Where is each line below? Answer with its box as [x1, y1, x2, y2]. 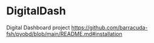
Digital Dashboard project [6, 24, 70, 31]
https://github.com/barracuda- [71, 24, 148, 31]
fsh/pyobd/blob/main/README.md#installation [6, 30, 122, 37]
